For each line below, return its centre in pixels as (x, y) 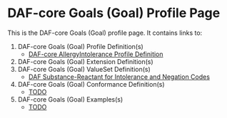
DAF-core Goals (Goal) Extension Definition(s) (85, 61)
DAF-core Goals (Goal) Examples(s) (70, 99)
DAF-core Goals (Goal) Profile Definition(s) (81, 46)
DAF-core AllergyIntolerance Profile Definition (96, 54)
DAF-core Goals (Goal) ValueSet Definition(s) (84, 69)
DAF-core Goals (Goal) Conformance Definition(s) (91, 84)
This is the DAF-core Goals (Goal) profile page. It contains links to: (105, 33)
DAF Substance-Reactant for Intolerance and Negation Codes (119, 77)
